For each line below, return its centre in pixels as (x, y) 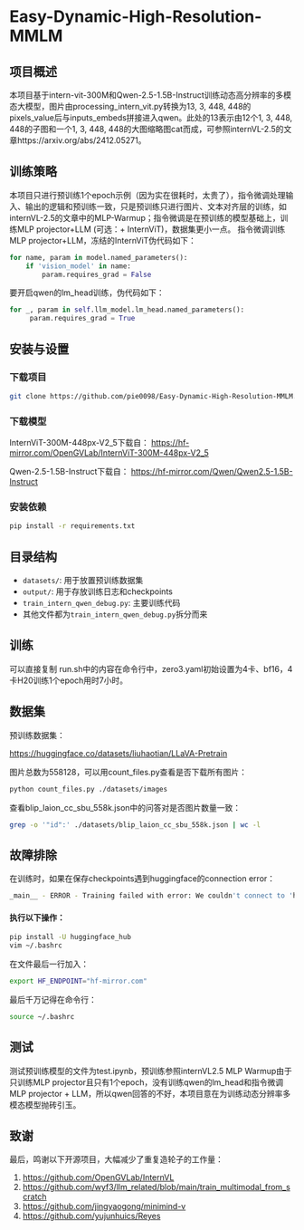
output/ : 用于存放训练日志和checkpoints (98, 591)
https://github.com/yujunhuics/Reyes (91, 1216)
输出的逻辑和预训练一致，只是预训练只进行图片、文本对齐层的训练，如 (156, 207)
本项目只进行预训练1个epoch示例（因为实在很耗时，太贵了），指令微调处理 (148, 195)
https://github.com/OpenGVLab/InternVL (98, 1177)
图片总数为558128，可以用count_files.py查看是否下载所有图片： (128, 772)
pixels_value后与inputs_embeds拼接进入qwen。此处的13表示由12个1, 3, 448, (151, 118)
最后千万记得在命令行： (53, 999)
